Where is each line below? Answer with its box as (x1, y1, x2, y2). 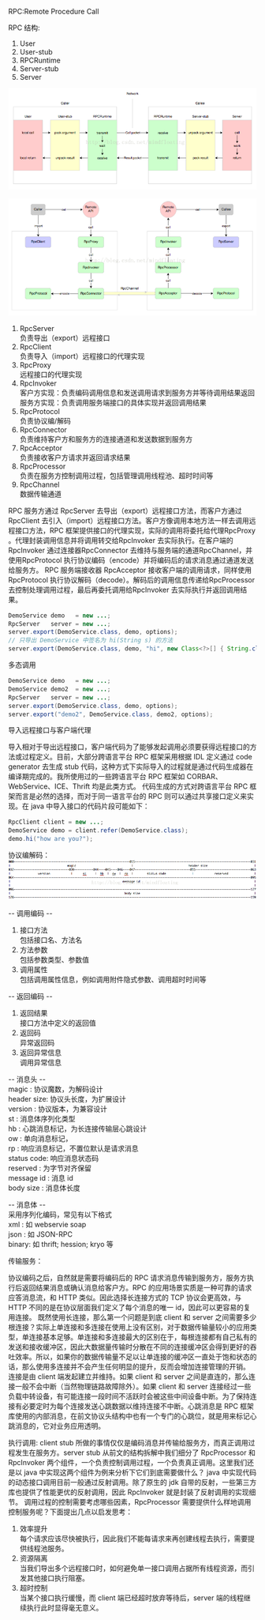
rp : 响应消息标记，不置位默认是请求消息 (8, 1143, 139, 1153)
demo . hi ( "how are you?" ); (8, 835, 93, 843)
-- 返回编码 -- (8, 991, 53, 1000)
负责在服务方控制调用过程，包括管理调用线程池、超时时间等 (19, 470, 214, 480)
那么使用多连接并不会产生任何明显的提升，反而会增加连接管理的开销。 (21, 1362, 250, 1371)
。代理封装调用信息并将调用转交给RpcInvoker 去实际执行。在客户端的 (8, 535, 234, 544)
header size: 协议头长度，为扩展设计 (8, 1094, 126, 1103)
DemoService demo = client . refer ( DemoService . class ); (8, 827, 189, 834)
